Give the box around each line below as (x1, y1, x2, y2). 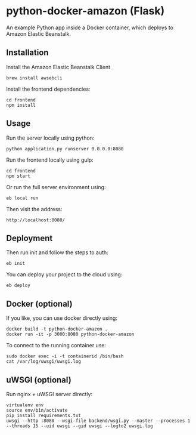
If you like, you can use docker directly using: (6, 314, 118, 322)
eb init (6, 261, 26, 267)
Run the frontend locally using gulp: (6, 156, 94, 163)
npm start (6, 173, 31, 179)
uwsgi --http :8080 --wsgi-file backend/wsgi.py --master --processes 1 (6, 418, 191, 424)
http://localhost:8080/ (6, 217, 66, 223)
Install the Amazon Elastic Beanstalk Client (6, 63, 111, 70)
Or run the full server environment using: (6, 183, 106, 190)
